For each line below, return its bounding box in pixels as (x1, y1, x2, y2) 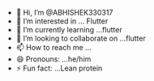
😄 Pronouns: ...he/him (15, 54, 92, 64)
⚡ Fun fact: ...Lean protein (15, 63, 103, 73)
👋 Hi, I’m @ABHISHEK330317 (15, 8, 113, 17)
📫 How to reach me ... (15, 43, 92, 52)
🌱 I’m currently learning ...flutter (15, 25, 123, 34)
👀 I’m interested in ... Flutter (15, 16, 109, 26)
